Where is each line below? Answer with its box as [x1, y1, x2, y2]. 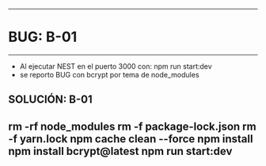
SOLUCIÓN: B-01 [8, 92, 93, 107]
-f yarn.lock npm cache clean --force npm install [8, 132, 253, 145]
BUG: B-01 [8, 28, 78, 46]
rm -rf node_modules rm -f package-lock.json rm [8, 119, 256, 133]
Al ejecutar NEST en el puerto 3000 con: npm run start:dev [19, 61, 212, 71]
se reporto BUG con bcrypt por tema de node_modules [19, 70, 199, 79]
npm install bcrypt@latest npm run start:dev [8, 144, 233, 158]
